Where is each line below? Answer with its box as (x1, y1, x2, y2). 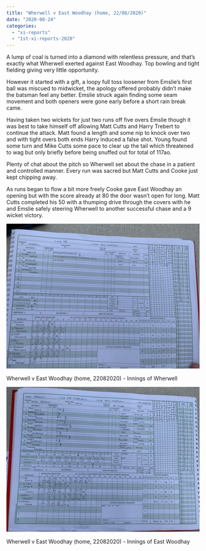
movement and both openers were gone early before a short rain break (6, 98, 186, 105)
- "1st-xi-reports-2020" (12, 36, 75, 42)
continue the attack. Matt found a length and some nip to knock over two (6, 129, 190, 137)
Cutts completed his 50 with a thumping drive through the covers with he (6, 199, 191, 206)
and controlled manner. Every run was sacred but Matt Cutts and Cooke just (6, 167, 198, 175)
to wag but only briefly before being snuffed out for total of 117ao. (6, 149, 172, 156)
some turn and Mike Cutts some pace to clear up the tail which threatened (6, 142, 194, 150)
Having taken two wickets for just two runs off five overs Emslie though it (6, 116, 191, 124)
